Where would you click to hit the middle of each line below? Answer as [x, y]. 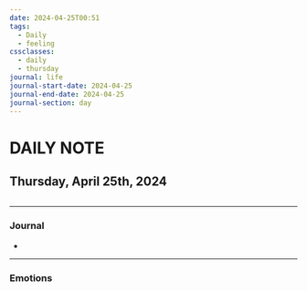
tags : [20, 26]
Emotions [31, 277]
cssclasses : [32, 52]
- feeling [36, 43]
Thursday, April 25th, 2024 [88, 181]
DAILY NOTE [57, 148]
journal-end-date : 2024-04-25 [67, 94]
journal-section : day [51, 103]
